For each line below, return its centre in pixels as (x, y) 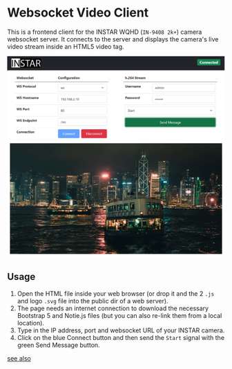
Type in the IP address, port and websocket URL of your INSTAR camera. (121, 330)
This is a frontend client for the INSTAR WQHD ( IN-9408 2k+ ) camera (105, 32)
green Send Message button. (58, 345)
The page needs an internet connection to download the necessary (113, 308)
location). (31, 323)
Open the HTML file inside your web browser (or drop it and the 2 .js (116, 293)
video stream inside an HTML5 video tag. (66, 46)
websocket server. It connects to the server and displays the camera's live (113, 39)
